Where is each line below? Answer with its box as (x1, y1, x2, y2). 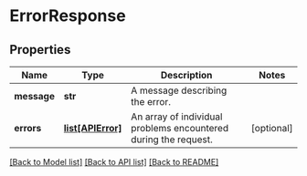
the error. (131, 96, 172, 108)
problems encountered (131, 122, 229, 134)
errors (14, 122, 42, 134)
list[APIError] (63, 122, 122, 134)
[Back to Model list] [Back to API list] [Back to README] (9, 157, 219, 167)
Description (160, 69, 213, 81)
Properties (9, 42, 71, 57)
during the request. (131, 133, 213, 146)
